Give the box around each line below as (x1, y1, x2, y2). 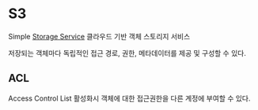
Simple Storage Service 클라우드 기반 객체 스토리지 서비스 (8, 31, 191, 41)
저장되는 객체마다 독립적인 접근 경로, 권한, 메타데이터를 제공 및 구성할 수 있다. (8, 48, 247, 57)
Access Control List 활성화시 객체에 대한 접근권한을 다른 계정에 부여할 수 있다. (8, 93, 251, 103)
